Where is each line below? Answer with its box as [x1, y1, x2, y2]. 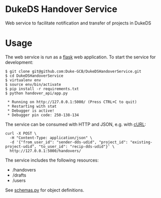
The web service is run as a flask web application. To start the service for [5, 54, 156, 60]
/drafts [12, 172, 26, 178]
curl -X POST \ [5, 131, 37, 136]
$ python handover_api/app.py [5, 91, 68, 96]
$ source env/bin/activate [5, 82, 61, 87]
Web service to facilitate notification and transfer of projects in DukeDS [5, 20, 152, 26]
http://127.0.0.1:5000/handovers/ [9, 148, 81, 153]
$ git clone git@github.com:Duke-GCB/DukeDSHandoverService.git [5, 69, 142, 74]
